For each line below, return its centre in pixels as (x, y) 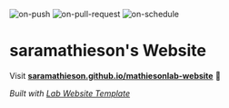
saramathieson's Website (108, 51)
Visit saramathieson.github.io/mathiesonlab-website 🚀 (115, 75)
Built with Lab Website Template (70, 93)
